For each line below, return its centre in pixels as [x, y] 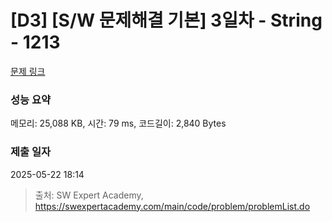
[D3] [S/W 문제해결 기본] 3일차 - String [166, 20]
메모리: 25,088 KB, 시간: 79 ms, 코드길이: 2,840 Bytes [118, 123]
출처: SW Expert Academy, [89, 195]
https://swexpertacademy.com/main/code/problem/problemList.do [172, 206]
